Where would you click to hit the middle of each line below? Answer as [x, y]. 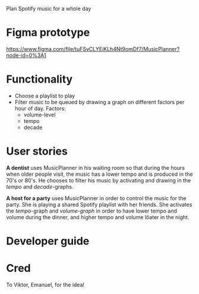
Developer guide [48, 241]
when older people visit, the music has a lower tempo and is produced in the [99, 174]
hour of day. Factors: [40, 108]
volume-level [40, 115]
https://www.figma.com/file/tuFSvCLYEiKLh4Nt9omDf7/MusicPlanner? [93, 49]
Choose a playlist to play [45, 96]
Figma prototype [48, 33]
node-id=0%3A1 [26, 55]
